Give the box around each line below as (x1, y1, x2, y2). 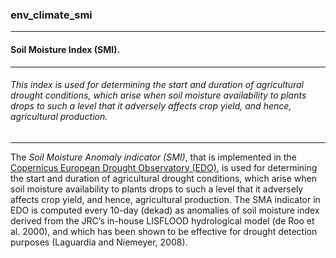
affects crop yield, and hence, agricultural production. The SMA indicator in (10, 193, 321, 205)
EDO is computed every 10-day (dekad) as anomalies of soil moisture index (10, 204, 320, 216)
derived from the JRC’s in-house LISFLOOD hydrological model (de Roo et (10, 214, 315, 227)
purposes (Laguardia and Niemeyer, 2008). (10, 236, 188, 248)
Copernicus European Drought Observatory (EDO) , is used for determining (10, 161, 318, 173)
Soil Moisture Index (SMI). (10, 43, 121, 55)
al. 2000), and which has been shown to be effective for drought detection (10, 225, 318, 237)
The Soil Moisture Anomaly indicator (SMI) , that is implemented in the (10, 151, 297, 163)
